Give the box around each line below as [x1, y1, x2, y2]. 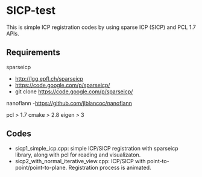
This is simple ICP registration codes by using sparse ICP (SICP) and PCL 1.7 [6, 23, 196, 31]
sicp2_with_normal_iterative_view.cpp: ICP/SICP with [14, 157, 146, 164]
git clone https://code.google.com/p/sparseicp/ [14, 88, 133, 95]
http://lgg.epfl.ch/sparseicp [14, 75, 83, 82]
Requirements [6, 48, 60, 58]
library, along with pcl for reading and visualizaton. [14, 151, 141, 158]
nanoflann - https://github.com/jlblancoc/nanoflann [6, 99, 133, 107]
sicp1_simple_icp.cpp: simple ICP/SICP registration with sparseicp [14, 144, 179, 152]
